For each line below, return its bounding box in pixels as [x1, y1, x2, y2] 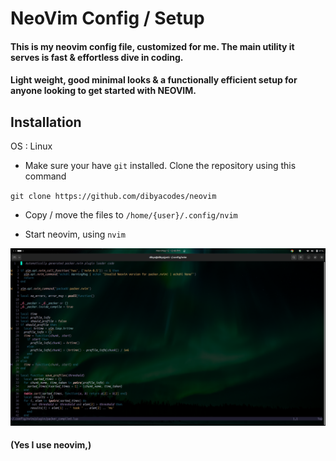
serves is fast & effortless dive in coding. [10, 51, 184, 63]
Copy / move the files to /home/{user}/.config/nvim [24, 209, 238, 221]
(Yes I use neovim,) [10, 439, 92, 451]
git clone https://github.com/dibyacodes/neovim [10, 192, 217, 202]
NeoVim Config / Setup [10, 7, 205, 30]
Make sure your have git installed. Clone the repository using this [24, 160, 297, 172]
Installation [10, 113, 82, 131]
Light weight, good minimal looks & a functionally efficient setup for [10, 74, 298, 86]
